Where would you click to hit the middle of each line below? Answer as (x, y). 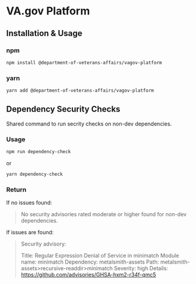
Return (16, 189)
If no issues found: (29, 203)
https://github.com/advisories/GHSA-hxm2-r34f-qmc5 (88, 275)
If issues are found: (30, 232)
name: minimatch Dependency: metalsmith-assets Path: (90, 262)
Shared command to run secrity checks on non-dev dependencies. (89, 124)
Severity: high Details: (141, 268)
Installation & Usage (44, 33)
